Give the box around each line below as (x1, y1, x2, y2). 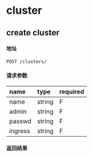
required (59, 87, 85, 96)
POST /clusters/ (6, 58, 47, 65)
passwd (9, 117, 32, 125)
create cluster (6, 28, 60, 38)
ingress (9, 126, 31, 135)
